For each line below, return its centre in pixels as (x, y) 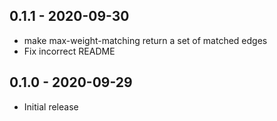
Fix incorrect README (69, 51)
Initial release (51, 106)
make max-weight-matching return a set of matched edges (145, 40)
